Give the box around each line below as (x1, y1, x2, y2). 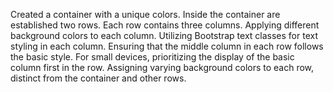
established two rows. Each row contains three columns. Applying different (10, 19, 320, 31)
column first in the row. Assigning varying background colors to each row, (10, 62, 315, 73)
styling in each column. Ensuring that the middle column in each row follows (10, 40, 324, 52)
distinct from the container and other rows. (10, 72, 187, 84)
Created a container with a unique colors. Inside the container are (10, 9, 281, 20)
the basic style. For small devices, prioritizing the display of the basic (10, 51, 295, 63)
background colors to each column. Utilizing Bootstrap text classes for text (10, 30, 319, 41)
